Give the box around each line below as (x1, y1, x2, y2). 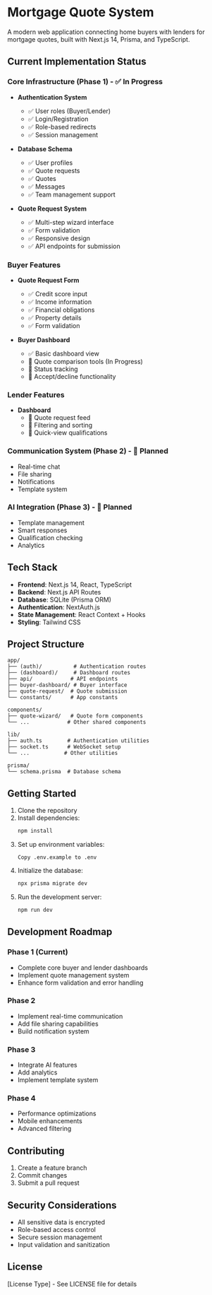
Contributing (7, 1144, 65, 1156)
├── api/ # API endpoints (7, 676, 118, 683)
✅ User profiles (27, 158, 73, 167)
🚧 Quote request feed (27, 414, 91, 422)
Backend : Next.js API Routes (17, 587, 101, 596)
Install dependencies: (17, 814, 80, 822)
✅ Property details (27, 313, 82, 322)
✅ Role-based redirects (27, 122, 96, 131)
